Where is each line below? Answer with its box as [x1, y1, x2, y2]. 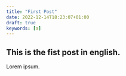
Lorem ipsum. [6, 63, 40, 70]
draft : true [6, 20, 36, 26]
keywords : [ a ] [6, 25, 42, 31]
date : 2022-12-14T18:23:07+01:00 [6, 14, 90, 20]
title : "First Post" [6, 8, 58, 15]
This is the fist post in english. [6, 47, 121, 57]
